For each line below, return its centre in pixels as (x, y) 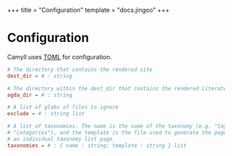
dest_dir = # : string (40, 76)
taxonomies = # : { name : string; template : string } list (97, 145)
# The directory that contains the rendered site (80, 69)
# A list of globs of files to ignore (63, 107)
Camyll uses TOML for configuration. (60, 57)
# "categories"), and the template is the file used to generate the (109, 133)
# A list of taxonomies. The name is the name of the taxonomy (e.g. (109, 126)
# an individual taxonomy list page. (61, 139)
